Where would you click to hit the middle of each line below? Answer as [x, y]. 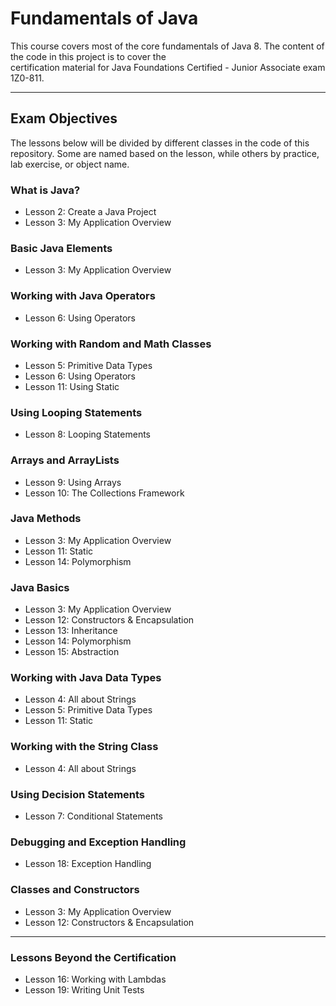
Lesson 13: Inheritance [71, 631]
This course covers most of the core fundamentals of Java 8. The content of [167, 46]
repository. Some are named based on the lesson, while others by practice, [165, 153]
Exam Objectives [64, 118]
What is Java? [45, 190]
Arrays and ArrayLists [65, 460]
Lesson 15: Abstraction [72, 652]
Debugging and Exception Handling [98, 842]
